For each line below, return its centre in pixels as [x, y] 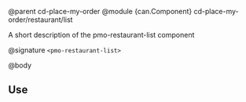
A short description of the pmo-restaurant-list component [101, 35]
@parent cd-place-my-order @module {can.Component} [100, 11]
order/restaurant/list [40, 20]
